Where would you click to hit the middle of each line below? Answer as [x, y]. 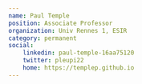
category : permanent [43, 38]
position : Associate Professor [61, 23]
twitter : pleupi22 [53, 61]
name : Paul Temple [39, 16]
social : [21, 46]
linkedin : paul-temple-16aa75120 [79, 53]
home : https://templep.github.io [79, 68]
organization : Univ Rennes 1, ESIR [68, 30]
